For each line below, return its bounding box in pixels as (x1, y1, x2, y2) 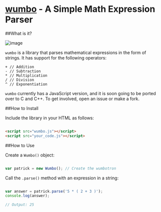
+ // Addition (5, 64, 35, 69)
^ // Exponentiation (5, 82, 48, 87)
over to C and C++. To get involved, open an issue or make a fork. (5, 96, 140, 102)
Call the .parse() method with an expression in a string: (5, 175, 119, 181)
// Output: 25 (5, 202, 35, 208)
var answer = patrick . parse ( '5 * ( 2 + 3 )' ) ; (5, 189, 103, 194)
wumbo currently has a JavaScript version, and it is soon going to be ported (5, 90, 156, 96)
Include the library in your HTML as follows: (5, 115, 94, 121)
